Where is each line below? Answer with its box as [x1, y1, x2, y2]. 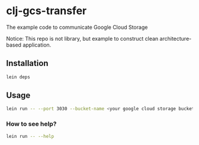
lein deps [6, 74, 31, 80]
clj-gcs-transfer [6, 4, 87, 18]
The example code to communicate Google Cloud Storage [6, 24, 148, 31]
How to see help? [6, 120, 57, 128]
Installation [6, 58, 49, 68]
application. [23, 41, 52, 48]
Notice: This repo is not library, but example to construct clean [6, 35, 159, 42]
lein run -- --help [6, 133, 54, 139]
